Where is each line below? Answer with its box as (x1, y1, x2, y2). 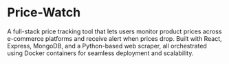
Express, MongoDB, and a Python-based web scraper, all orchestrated (7, 42, 208, 50)
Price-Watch (7, 5, 81, 20)
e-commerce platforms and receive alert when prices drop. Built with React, (7, 34, 222, 42)
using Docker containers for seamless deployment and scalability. (7, 49, 194, 57)
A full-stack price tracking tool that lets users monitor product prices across (7, 27, 222, 35)
